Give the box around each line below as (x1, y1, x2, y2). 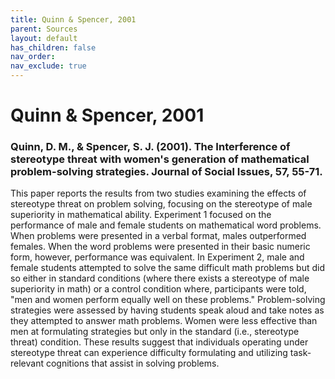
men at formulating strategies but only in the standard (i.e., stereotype (10, 326, 300, 338)
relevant (10, 357, 44, 370)
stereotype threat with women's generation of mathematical (10, 152, 310, 166)
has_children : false (10, 42, 97, 53)
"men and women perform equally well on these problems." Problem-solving (10, 294, 326, 306)
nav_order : (10, 52, 56, 62)
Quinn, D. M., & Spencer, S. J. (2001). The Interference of (10, 140, 291, 154)
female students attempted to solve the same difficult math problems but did (10, 262, 325, 274)
